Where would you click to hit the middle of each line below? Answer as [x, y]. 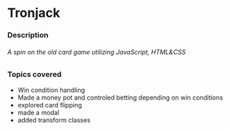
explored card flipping [50, 105]
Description [28, 35]
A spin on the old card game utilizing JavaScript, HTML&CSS [97, 52]
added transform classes [54, 120]
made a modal [38, 112]
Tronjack [34, 13]
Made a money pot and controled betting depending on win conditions [120, 97]
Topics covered [35, 74]
